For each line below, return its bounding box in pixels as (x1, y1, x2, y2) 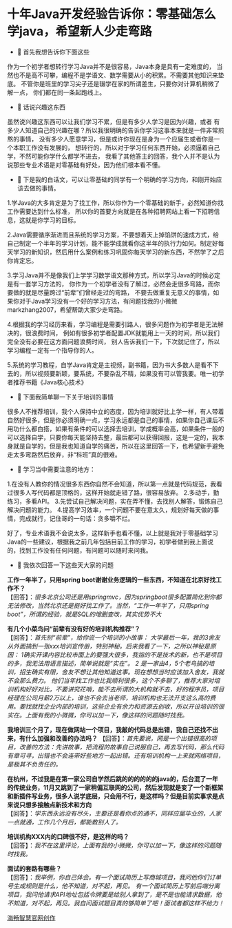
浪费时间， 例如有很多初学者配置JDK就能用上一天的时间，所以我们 (30, 328, 220, 337)
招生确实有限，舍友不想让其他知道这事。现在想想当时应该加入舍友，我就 (19, 667, 224, 676)
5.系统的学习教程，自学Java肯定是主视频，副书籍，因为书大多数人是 (7, 360, 201, 369)
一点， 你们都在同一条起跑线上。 (12, 88, 105, 97)
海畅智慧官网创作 (7, 914, 56, 922)
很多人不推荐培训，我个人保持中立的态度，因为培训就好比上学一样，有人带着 (7, 407, 224, 415)
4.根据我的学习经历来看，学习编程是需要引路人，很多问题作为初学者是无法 (7, 320, 218, 328)
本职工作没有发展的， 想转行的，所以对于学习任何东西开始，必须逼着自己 (12, 143, 220, 152)
